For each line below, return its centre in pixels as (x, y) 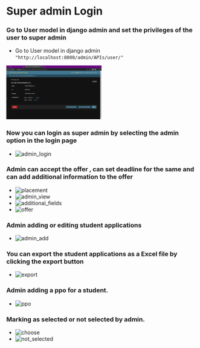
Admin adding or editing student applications (74, 225)
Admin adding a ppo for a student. (57, 291)
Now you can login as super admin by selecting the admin (93, 133)
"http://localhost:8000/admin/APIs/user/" (69, 58)
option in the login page (42, 140)
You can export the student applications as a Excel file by (92, 254)
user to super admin (36, 38)
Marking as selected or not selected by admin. (76, 319)
